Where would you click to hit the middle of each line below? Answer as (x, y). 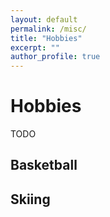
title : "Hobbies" (46, 38)
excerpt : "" (35, 47)
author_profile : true (55, 57)
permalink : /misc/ (48, 29)
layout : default (44, 19)
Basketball (44, 165)
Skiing (30, 199)
